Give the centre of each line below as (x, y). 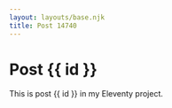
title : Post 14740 (43, 26)
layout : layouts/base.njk (57, 17)
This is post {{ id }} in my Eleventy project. (86, 94)
